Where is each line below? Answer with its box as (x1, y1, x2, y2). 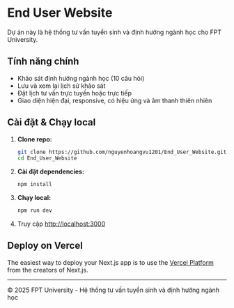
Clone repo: (17, 134, 52, 144)
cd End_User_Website (17, 155, 77, 162)
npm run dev (17, 207, 52, 214)
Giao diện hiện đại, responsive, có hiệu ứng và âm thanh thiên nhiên (17, 96, 212, 105)
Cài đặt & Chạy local (7, 116, 96, 128)
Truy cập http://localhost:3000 (17, 220, 106, 228)
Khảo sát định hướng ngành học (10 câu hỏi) (17, 74, 145, 82)
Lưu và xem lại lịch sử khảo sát (17, 82, 106, 90)
